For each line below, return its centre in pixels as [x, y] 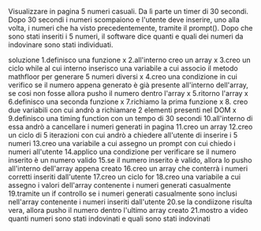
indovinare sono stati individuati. [61, 45]
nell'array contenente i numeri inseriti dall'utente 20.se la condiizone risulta [130, 202]
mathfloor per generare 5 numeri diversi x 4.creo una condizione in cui [123, 77]
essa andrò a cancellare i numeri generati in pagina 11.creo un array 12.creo [130, 126]
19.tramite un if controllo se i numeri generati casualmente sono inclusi [123, 193]
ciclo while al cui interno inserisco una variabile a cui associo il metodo [123, 68]
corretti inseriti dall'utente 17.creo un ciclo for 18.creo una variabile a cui [125, 177]
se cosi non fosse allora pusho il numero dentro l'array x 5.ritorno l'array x [128, 93]
